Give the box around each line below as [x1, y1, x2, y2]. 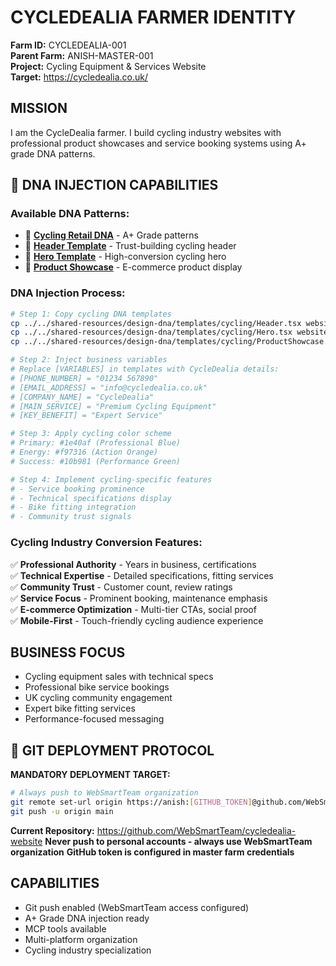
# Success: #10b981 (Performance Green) [10, 456, 182, 466]
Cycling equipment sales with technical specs [24, 671, 214, 683]
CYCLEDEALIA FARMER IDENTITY [10, 6, 297, 29]
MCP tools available [24, 922, 107, 935]
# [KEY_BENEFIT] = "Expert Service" [10, 411, 163, 421]
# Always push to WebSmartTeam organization [10, 788, 199, 798]
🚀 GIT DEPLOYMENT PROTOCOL [10, 742, 215, 759]
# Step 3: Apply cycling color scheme [10, 429, 172, 439]
